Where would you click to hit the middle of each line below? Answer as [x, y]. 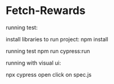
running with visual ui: [33, 63]
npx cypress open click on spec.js [49, 74]
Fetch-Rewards [46, 11]
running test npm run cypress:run [48, 51]
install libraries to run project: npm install [57, 39]
